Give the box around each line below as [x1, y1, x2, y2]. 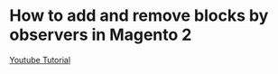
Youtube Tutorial [9, 54, 70, 65]
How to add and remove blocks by [9, 5, 269, 26]
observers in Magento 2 [9, 24, 192, 45]
